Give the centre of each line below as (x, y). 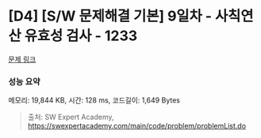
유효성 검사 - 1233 (81, 36)
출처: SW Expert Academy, (71, 117)
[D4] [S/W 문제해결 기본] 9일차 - (110, 16)
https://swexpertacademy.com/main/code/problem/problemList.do (137, 126)
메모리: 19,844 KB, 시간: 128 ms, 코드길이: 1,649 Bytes (94, 100)
